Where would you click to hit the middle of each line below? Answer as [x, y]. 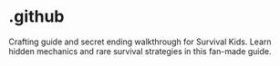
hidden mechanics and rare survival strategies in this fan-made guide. [140, 51]
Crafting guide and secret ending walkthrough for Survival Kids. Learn [140, 42]
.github [36, 17]
